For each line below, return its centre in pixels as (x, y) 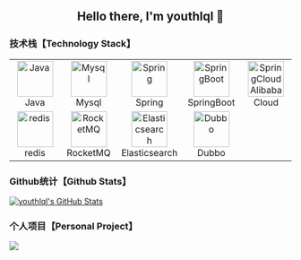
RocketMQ (89, 152)
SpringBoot (211, 102)
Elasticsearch (149, 152)
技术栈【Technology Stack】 (73, 44)
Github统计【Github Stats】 (70, 181)
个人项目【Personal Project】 (73, 226)
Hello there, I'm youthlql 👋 (150, 17)
